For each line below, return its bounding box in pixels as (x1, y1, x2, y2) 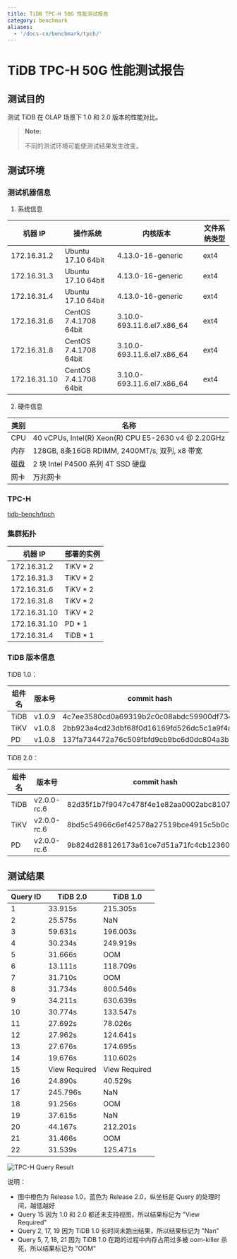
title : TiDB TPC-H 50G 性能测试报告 (7, 10, 109, 18)
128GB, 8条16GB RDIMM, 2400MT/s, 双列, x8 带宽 (32, 446, 202, 456)
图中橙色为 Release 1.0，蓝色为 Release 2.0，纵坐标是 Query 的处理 (17, 1192, 215, 1201)
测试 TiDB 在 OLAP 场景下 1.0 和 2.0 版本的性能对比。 (7, 113, 162, 122)
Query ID (11, 892, 42, 902)
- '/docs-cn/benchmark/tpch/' (13, 30, 102, 37)
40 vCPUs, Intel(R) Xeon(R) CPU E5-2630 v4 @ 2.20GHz (32, 432, 226, 442)
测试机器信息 (7, 187, 51, 197)
